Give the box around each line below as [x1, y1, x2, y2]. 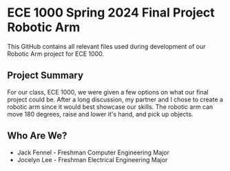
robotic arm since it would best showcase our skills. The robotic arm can [7, 102, 213, 111]
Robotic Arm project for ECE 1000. [7, 50, 105, 58]
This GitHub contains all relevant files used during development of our [7, 42, 206, 50]
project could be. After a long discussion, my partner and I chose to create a [7, 95, 224, 103]
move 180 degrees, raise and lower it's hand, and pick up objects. [7, 110, 194, 118]
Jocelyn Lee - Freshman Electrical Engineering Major [17, 155, 168, 163]
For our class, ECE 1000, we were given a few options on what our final [7, 88, 209, 96]
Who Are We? [7, 130, 67, 142]
